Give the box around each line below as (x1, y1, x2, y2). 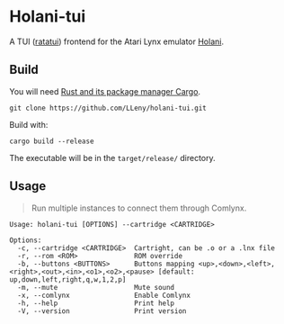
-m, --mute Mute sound (17, 283, 175, 292)
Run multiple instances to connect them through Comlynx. (31, 202, 247, 213)
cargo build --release (9, 137, 94, 146)
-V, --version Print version (17, 306, 187, 316)
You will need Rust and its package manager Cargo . (9, 85, 200, 96)
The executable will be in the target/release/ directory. (9, 152, 216, 163)
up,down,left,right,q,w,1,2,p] (9, 274, 127, 284)
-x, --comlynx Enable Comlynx (17, 291, 191, 300)
